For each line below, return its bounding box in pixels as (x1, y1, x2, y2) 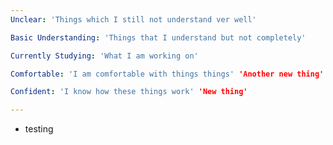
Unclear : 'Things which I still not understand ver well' (10, 14, 257, 25)
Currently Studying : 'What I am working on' (10, 51, 199, 61)
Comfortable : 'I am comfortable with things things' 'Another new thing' (10, 69, 325, 79)
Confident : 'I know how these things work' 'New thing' (10, 87, 248, 97)
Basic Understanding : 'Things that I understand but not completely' (10, 32, 307, 43)
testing (24, 123, 54, 135)
